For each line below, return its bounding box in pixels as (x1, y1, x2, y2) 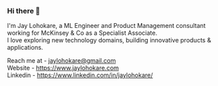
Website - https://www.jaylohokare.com (7, 64, 120, 72)
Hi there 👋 (7, 6, 41, 16)
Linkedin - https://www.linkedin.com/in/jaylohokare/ (7, 71, 154, 79)
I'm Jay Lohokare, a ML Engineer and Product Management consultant (7, 22, 206, 30)
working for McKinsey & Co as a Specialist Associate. (7, 29, 158, 37)
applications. (7, 44, 43, 52)
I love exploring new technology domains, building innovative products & (7, 36, 212, 44)
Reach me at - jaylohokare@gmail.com (7, 57, 116, 65)
